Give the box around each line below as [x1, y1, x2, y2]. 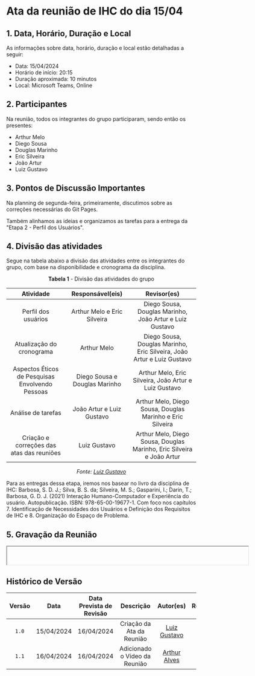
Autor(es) [157, 602, 186, 610]
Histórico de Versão [6, 576, 83, 587]
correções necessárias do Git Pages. [6, 206, 98, 213]
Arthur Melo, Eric [138, 369, 187, 377]
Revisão [84, 609, 107, 618]
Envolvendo [19, 380, 53, 388]
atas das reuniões [10, 449, 61, 457]
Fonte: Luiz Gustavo [76, 468, 127, 475]
